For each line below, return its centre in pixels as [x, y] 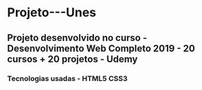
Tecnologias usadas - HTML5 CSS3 [67, 78]
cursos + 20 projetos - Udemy [72, 59]
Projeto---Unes [52, 13]
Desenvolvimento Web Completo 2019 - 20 [101, 48]
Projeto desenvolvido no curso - [77, 38]
